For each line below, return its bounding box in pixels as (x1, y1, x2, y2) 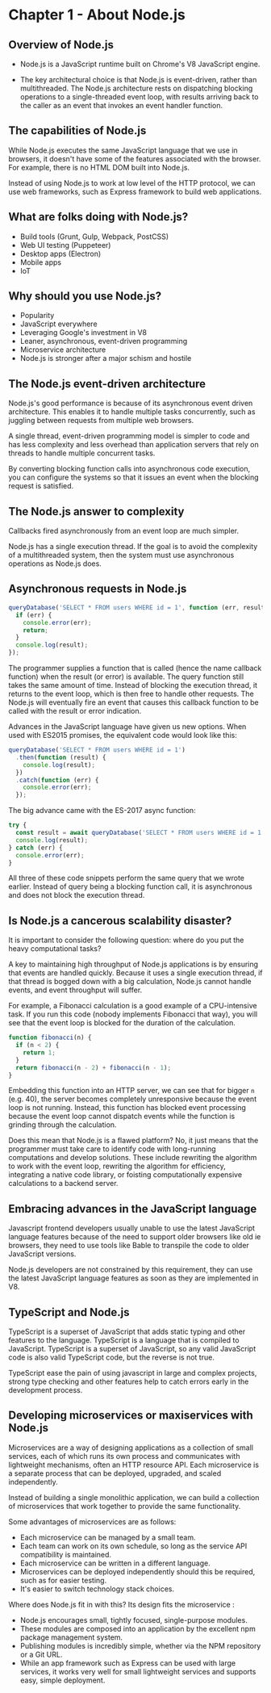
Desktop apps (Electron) (19, 249, 102, 258)
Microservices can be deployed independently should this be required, (19, 1566, 256, 1576)
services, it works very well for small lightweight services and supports (19, 1666, 256, 1676)
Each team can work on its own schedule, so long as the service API (19, 1540, 248, 1551)
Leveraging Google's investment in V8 (19, 328, 148, 337)
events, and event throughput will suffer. (8, 985, 143, 995)
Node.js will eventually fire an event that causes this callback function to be (8, 698, 260, 707)
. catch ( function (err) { (15, 776, 99, 784)
